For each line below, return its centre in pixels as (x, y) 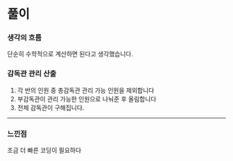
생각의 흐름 (25, 37)
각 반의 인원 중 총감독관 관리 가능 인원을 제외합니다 (86, 90)
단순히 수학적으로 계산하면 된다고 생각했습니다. (70, 54)
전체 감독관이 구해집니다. (51, 108)
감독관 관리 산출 (32, 74)
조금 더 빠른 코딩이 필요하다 (44, 151)
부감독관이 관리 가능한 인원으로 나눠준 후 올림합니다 (87, 99)
